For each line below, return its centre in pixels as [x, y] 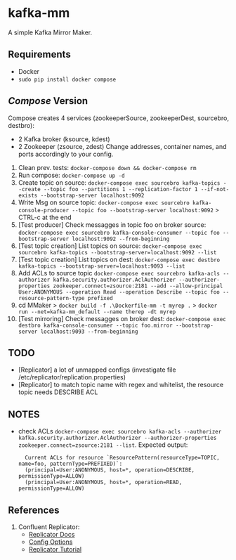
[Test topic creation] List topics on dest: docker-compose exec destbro [119, 259]
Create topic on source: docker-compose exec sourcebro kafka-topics [119, 182]
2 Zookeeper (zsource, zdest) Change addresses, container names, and [122, 146]
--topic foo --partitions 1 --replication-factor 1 [121, 189]
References [34, 510]
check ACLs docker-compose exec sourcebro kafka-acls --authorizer [120, 431]
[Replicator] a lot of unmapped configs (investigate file [97, 370]
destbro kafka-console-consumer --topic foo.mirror [95, 325]
